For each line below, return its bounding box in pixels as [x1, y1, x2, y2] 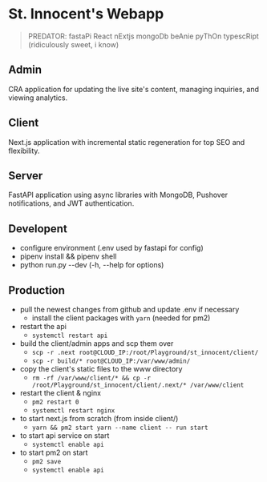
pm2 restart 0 [31, 398, 79, 406]
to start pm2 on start [19, 448, 88, 457]
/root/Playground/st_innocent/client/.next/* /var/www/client [31, 381, 245, 389]
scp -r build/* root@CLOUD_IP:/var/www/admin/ [31, 357, 191, 365]
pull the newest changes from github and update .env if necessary [19, 305, 240, 314]
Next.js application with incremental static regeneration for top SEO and [8, 137, 245, 147]
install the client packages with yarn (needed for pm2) [31, 313, 211, 323]
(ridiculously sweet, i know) [27, 39, 119, 49]
